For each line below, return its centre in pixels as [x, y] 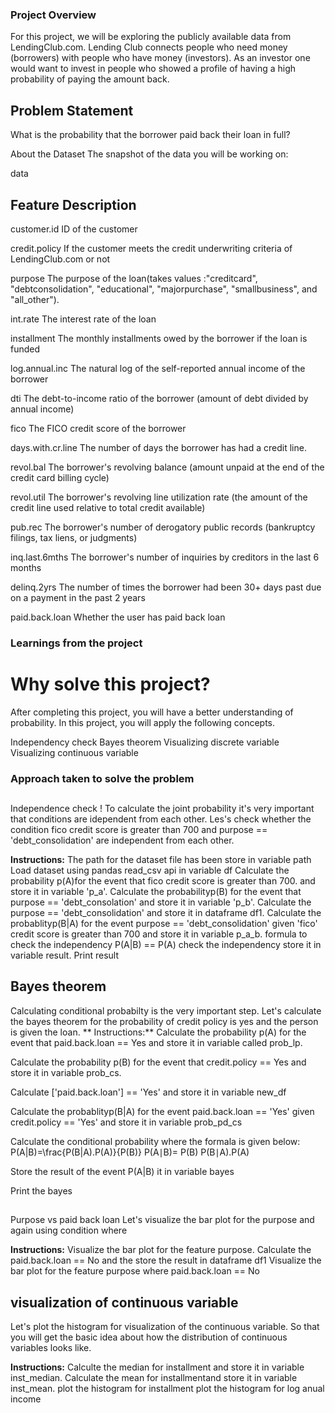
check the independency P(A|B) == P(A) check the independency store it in [166, 945]
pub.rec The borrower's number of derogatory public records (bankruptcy [163, 527]
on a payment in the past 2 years [78, 597]
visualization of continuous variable [124, 1302]
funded [25, 349]
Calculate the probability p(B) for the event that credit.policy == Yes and [158, 1062]
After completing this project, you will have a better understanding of [152, 712]
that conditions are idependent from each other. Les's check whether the [161, 819]
